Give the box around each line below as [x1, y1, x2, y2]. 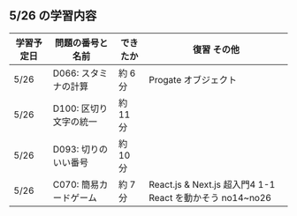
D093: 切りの [52, 143, 109, 155]
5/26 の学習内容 [9, 8, 97, 24]
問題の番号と [54, 36, 109, 48]
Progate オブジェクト [148, 73, 237, 86]
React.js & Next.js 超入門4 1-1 [148, 178, 276, 190]
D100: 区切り [52, 102, 109, 115]
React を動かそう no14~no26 [148, 191, 272, 204]
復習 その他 [193, 43, 240, 56]
